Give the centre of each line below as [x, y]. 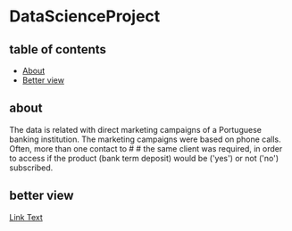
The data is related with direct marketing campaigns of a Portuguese [135, 129]
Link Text [26, 217]
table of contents [58, 49]
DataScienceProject [85, 16]
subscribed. [31, 168]
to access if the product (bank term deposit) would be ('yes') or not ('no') [144, 158]
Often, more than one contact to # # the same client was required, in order [146, 148]
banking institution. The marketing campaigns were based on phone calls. [145, 139]
